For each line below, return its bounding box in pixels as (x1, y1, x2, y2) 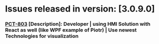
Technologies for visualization (5, 33, 79, 40)
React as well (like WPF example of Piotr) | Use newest (5, 27, 137, 33)
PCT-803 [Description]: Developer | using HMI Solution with (5, 21, 151, 28)
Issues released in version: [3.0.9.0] (5, 3, 155, 15)
